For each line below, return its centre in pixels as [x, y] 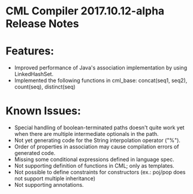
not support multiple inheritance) [55, 178]
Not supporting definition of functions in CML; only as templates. [94, 166]
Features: [30, 51]
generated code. [35, 153]
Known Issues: [43, 111]
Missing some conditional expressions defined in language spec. [94, 159]
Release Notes [42, 24]
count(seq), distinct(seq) [45, 87]
